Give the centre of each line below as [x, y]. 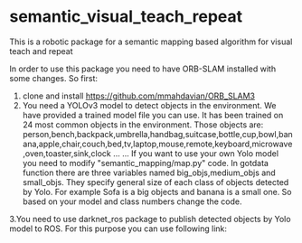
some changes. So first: [53, 78]
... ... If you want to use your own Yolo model [195, 153]
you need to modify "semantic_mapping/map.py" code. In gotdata [146, 163]
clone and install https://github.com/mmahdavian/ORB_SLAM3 [139, 96]
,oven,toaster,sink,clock [66, 153]
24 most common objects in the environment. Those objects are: [143, 125]
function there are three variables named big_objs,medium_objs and [149, 173]
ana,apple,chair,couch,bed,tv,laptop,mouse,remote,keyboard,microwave [157, 144]
